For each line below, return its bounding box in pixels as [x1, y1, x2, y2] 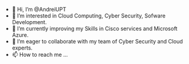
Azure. [11, 31, 29, 39]
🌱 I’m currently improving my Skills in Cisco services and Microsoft [11, 25, 178, 32]
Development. [11, 19, 47, 25]
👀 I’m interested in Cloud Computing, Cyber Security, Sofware [11, 12, 166, 19]
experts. [11, 44, 33, 51]
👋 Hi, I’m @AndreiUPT [11, 6, 67, 13]
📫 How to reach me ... [11, 51, 68, 58]
